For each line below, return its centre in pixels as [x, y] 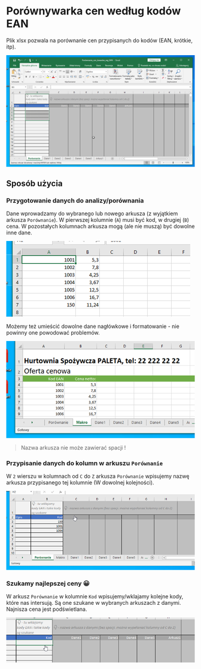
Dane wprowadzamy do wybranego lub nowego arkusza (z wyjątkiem [92, 213]
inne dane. [19, 233]
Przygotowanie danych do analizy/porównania [75, 201]
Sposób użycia [34, 184]
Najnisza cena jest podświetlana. [47, 609]
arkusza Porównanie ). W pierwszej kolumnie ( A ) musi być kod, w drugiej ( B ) [98, 220]
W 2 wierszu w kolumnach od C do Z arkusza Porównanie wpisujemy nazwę [98, 476]
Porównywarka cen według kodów [94, 11]
